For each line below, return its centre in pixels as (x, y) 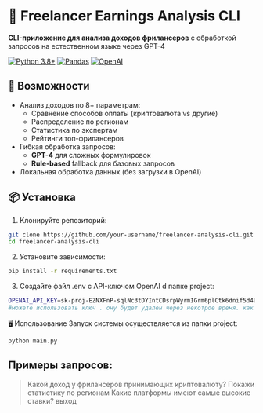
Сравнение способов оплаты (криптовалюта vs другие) (124, 113)
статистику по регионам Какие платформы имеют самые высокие (139, 393)
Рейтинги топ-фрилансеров (77, 138)
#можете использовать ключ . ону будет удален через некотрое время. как (131, 308)
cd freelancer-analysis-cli (54, 242)
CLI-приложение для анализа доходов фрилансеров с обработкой (122, 38)
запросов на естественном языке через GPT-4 (87, 46)
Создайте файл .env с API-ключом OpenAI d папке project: (117, 287)
